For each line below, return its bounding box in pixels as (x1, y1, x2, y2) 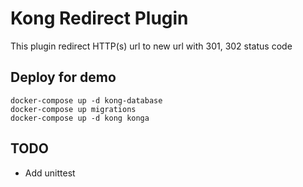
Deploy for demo (10, 69, 117, 86)
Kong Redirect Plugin (10, 7, 189, 30)
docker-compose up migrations (10, 104, 137, 114)
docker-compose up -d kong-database (10, 95, 163, 106)
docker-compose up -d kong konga (10, 113, 150, 123)
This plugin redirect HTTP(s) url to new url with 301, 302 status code (10, 40, 293, 52)
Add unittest (24, 167, 76, 179)
